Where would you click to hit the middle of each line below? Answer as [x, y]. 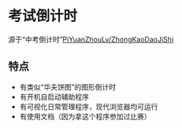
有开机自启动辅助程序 [54, 97]
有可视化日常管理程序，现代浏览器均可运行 [89, 106]
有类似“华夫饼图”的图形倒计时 [68, 86]
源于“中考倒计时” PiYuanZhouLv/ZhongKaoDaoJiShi [91, 39]
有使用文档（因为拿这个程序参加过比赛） [85, 116]
